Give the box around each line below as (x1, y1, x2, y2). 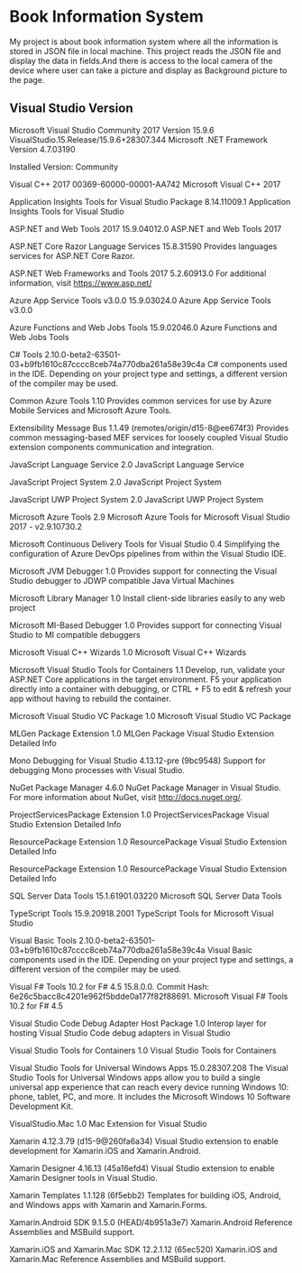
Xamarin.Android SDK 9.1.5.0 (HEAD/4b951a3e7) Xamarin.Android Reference (9, 1216, 293, 1228)
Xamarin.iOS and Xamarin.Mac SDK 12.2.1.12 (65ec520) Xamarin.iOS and (9, 1243, 278, 1255)
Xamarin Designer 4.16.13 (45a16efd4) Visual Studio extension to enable (9, 1162, 275, 1174)
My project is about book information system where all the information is (9, 36, 279, 47)
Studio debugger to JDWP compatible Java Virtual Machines (9, 575, 234, 586)
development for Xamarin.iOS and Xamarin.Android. (9, 1145, 201, 1156)
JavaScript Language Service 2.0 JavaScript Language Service (9, 458, 245, 470)
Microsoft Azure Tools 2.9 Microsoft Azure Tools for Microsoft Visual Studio (9, 512, 290, 522)
